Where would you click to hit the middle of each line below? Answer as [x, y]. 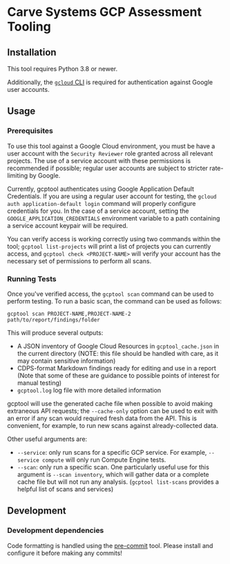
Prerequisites [30, 131]
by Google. [45, 175]
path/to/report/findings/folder [54, 320]
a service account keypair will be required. [68, 225]
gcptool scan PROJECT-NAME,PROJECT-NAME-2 [69, 314]
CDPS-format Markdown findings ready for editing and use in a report [116, 368]
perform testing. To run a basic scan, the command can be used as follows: [115, 301]
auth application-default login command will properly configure [102, 203]
